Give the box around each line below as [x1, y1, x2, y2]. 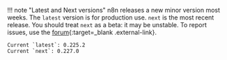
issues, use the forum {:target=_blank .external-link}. [7, 28, 157, 36]
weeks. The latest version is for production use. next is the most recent [7, 13, 214, 22]
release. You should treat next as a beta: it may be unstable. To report [7, 21, 208, 29]
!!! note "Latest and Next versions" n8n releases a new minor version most [7, 6, 221, 14]
